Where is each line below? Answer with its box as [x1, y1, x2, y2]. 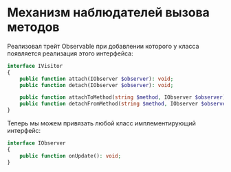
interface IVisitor [7, 62, 63, 69]
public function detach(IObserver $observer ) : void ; [19, 82, 174, 88]
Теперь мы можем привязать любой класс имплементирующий [7, 119, 196, 127]
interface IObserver [7, 140, 67, 147]
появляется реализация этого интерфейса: [7, 49, 133, 58]
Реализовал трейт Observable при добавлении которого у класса [7, 42, 199, 50]
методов [7, 19, 60, 35]
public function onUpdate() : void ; [19, 152, 122, 159]
